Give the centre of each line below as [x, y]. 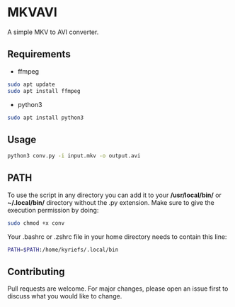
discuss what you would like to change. [65, 296]
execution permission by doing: [53, 210]
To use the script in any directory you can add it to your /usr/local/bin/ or [114, 195]
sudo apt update [31, 84]
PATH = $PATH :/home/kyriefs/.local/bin [63, 250]
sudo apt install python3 [45, 118]
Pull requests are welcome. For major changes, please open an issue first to [118, 289]
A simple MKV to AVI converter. [53, 32]
